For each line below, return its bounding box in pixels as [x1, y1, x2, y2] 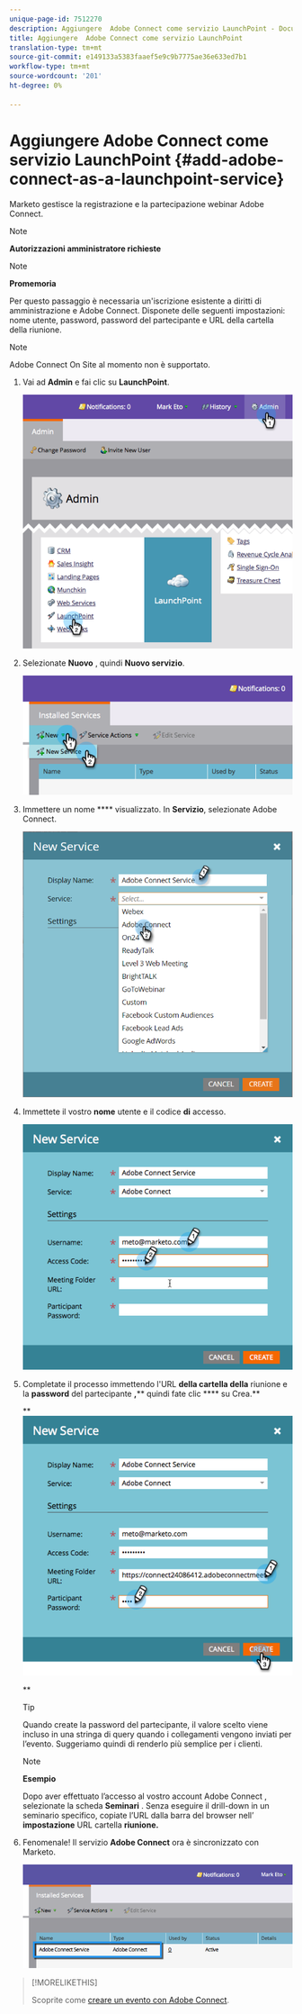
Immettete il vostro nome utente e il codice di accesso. [22, 1106, 226, 1117]
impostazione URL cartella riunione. [22, 1819, 159, 1830]
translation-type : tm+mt [9, 43, 102, 52]
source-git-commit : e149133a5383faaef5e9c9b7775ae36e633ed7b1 [9, 52, 247, 62]
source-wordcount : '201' [9, 72, 102, 81]
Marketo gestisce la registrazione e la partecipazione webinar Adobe [9, 198, 265, 209]
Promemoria [9, 277, 57, 288]
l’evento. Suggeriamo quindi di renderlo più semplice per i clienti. [22, 1738, 263, 1749]
